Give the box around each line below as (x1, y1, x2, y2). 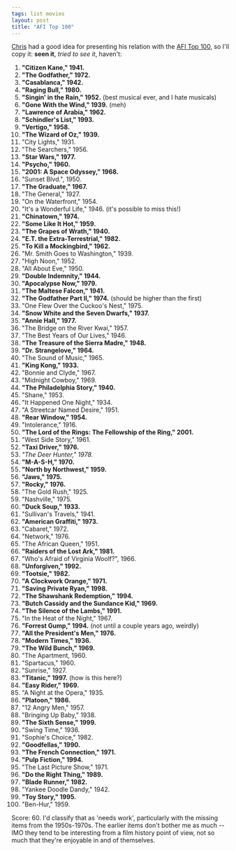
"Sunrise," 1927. (21, 666, 67, 674)
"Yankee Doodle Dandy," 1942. (21, 785, 110, 794)
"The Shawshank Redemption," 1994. (21, 592, 133, 600)
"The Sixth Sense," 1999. (21, 719, 97, 727)
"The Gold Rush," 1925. (21, 487, 89, 496)
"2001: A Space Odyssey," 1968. (21, 167, 119, 176)
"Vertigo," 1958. (21, 123, 71, 132)
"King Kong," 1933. (21, 361, 79, 370)
